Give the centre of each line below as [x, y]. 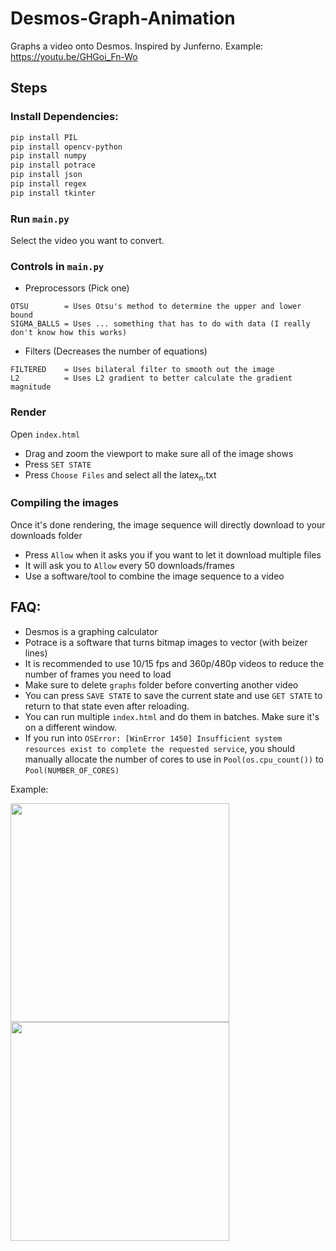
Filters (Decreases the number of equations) [116, 351]
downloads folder [46, 535]
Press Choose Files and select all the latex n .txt [120, 475]
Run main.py [40, 219]
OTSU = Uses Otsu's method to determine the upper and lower [156, 307]
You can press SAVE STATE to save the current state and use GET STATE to [173, 695]
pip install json [46, 175]
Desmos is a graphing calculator [91, 631]
